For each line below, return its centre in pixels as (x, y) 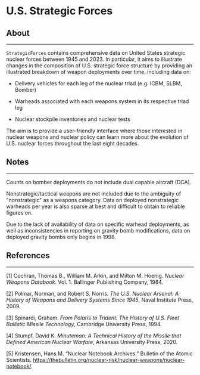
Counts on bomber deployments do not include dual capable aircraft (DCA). (99, 182)
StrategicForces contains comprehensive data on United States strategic (96, 53)
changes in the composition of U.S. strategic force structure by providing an (99, 66)
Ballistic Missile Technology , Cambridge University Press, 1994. (84, 324)
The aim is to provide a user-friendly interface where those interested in (94, 131)
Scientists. (19, 359)
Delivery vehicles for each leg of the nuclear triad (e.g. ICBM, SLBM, (99, 83)
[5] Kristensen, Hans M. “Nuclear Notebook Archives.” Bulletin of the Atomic (100, 354)
